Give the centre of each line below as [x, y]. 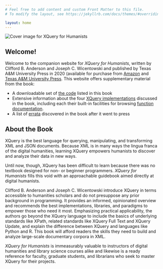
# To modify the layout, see [34, 14]
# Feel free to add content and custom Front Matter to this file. [75, 9]
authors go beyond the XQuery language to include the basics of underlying [81, 216]
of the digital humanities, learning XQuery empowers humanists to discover [80, 151]
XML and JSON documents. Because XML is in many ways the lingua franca [81, 146]
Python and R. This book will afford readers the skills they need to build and [81, 231]
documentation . [28, 109]
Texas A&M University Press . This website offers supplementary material [78, 79]
